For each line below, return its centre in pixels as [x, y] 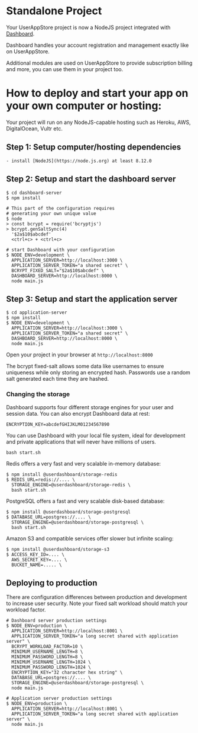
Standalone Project [54, 11]
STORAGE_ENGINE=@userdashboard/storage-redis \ [71, 485]
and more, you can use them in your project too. [65, 69]
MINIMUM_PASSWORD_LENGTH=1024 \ [51, 667]
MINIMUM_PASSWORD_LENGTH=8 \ [47, 657]
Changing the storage [38, 394]
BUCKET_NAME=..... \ [37, 565]
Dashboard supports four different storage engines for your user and [90, 407]
